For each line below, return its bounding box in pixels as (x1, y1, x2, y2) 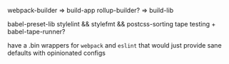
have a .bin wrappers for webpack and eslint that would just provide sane (7, 41, 223, 49)
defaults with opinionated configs (7, 49, 106, 57)
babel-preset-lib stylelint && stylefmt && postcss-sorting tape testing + (7, 20, 216, 28)
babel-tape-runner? (7, 28, 66, 36)
